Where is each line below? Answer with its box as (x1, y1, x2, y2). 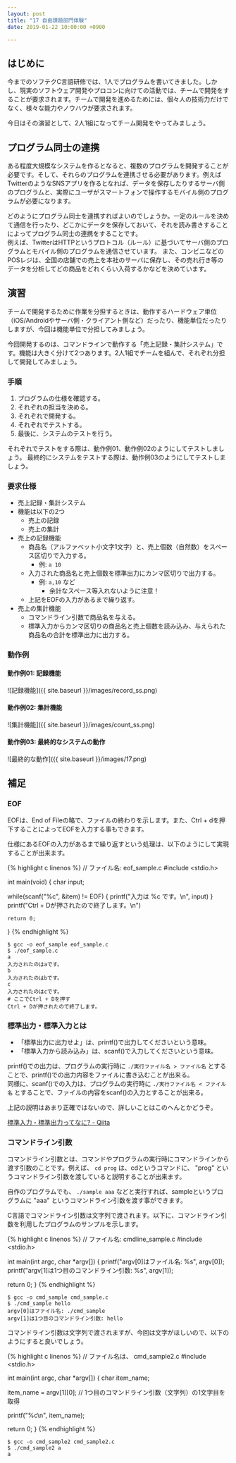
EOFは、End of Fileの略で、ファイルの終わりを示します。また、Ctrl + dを (7, 815, 220, 825)
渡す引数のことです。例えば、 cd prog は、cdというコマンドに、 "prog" (7, 1163, 215, 1172)
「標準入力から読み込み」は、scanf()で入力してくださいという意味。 (17, 1047, 218, 1055)
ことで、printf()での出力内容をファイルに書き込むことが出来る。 (7, 1070, 194, 1079)
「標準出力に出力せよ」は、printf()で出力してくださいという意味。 (17, 1037, 211, 1047)
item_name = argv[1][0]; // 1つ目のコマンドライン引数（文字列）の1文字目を (7, 1388, 225, 1397)
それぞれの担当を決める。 (17, 403, 92, 412)
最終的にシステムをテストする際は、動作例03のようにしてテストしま (27, 453, 226, 462)
